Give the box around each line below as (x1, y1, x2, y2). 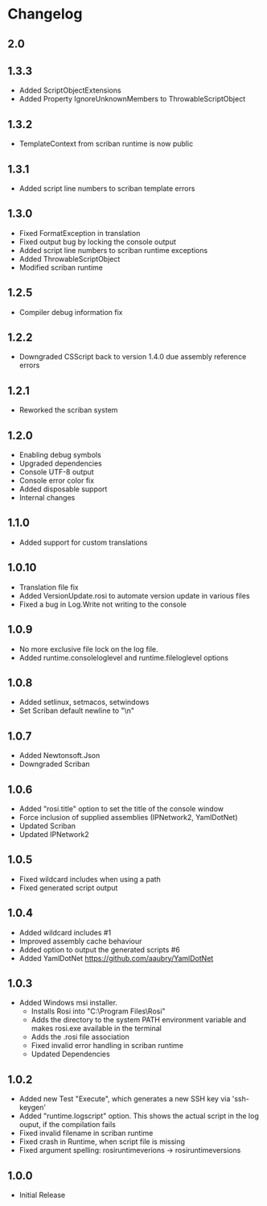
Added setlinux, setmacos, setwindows (18, 698, 150, 707)
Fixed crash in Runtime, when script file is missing (18, 1137, 186, 1146)
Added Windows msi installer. (18, 998, 118, 1008)
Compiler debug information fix (18, 307, 123, 317)
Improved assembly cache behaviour (18, 936, 142, 946)
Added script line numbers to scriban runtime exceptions (18, 245, 208, 255)
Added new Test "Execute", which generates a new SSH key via (18, 1094, 231, 1104)
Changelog (7, 5, 83, 23)
